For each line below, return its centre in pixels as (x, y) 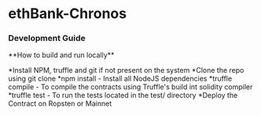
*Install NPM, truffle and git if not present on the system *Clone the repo (126, 71)
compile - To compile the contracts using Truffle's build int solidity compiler (130, 87)
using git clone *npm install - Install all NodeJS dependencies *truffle (120, 78)
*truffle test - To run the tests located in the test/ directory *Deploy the (123, 96)
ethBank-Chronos (68, 14)
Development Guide (47, 38)
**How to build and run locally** (61, 55)
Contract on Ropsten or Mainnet (60, 103)
